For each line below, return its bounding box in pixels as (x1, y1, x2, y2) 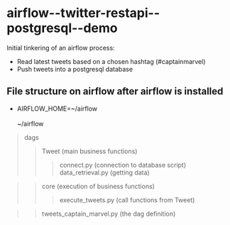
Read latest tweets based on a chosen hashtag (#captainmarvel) (16, 57, 207, 65)
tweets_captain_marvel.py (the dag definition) (41, 209, 176, 218)
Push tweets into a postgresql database (16, 65, 133, 73)
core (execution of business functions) (41, 182, 155, 190)
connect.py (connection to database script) (59, 160, 187, 169)
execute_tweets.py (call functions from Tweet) (59, 195, 195, 204)
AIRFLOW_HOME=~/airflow (16, 104, 98, 113)
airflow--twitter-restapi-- (6, 5, 160, 21)
